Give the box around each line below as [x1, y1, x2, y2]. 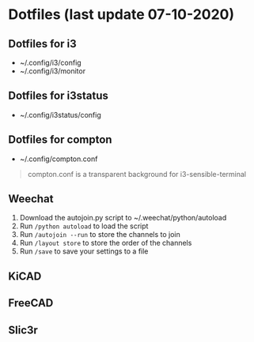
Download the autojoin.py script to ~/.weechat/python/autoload [19, 213, 227, 223]
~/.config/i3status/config [19, 110, 101, 119]
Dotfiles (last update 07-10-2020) [8, 6, 235, 24]
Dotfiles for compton [8, 133, 112, 147]
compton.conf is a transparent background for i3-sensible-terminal [27, 169, 247, 179]
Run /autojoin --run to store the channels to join [19, 230, 180, 239]
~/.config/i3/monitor [19, 66, 85, 76]
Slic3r [8, 323, 38, 336]
